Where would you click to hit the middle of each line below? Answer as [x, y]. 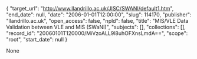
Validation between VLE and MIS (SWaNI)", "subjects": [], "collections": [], [96, 27]
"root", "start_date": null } [37, 39]
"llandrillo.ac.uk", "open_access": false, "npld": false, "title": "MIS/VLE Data [97, 21]
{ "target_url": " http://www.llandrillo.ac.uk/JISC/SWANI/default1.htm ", [90, 8]
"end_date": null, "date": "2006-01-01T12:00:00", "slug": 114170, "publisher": [99, 15]
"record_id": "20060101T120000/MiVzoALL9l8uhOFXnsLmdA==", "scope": [97, 33]
